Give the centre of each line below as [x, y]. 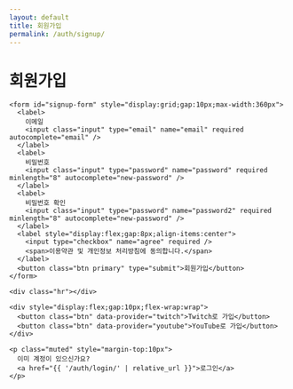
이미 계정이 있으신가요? [54, 359]
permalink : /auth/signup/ [57, 34]
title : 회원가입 [36, 26]
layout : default [39, 17]
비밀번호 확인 [46, 203]
